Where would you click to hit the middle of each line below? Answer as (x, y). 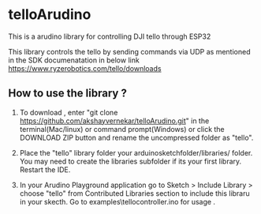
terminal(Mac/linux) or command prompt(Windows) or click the (122, 129)
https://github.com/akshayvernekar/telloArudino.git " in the (114, 121)
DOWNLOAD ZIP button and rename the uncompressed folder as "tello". (136, 137)
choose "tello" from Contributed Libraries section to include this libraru (134, 193)
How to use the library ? (68, 94)
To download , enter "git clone (69, 112)
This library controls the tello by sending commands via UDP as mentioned (129, 51)
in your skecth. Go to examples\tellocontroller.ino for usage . (117, 201)
